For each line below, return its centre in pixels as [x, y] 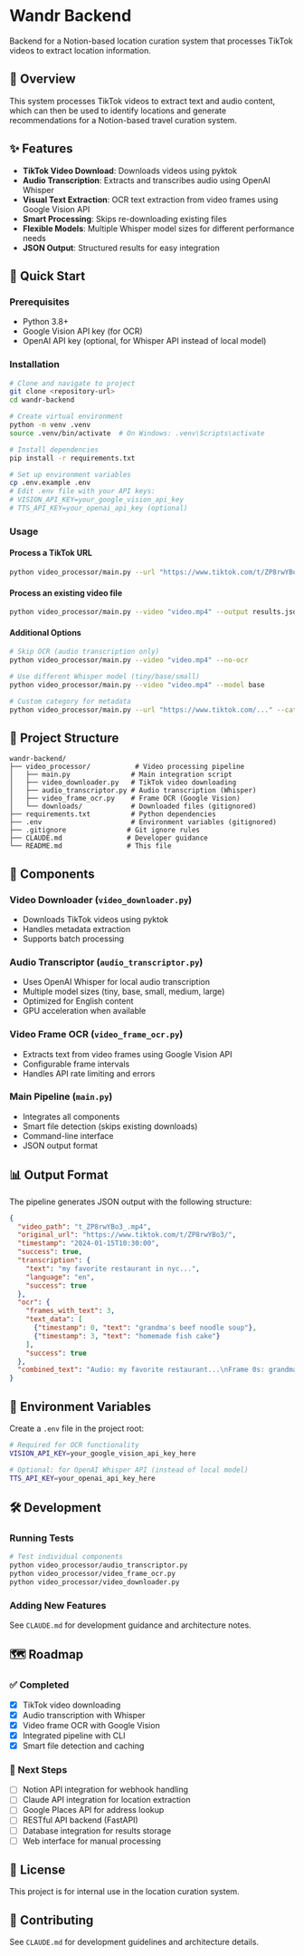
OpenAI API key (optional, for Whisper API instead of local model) [144, 341]
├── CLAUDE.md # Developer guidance [109, 838]
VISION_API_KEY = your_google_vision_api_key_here [103, 1453]
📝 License [38, 1870]
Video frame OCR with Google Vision [91, 1725]
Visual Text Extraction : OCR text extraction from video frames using [150, 199]
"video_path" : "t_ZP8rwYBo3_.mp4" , [85, 1226]
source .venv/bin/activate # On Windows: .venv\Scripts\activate [137, 433]
